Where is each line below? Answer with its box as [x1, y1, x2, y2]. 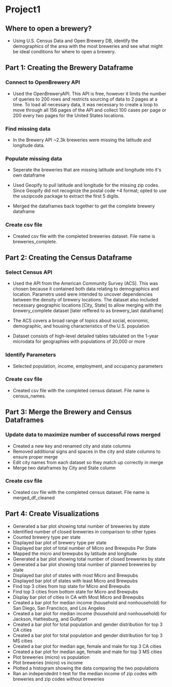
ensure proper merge [12, 453, 58, 460]
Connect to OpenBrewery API [5, 79, 81, 86]
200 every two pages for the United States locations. [12, 112, 125, 119]
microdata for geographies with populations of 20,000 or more [12, 338, 145, 345]
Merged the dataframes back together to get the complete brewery [12, 203, 155, 209]
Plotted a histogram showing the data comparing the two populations [12, 665, 159, 671]
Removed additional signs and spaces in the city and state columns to [12, 448, 161, 454]
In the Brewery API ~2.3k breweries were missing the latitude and [12, 137, 151, 143]
